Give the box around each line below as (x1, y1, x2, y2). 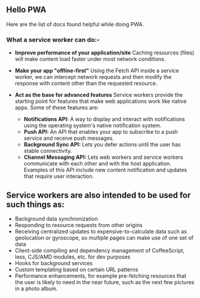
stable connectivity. (23, 148, 73, 155)
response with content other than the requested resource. (14, 80, 158, 87)
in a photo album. (14, 285, 58, 292)
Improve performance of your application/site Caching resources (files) (14, 49, 195, 56)
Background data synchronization (14, 215, 99, 222)
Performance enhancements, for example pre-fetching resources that (14, 272, 187, 279)
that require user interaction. (23, 173, 94, 180)
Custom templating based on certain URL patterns (14, 266, 139, 273)
